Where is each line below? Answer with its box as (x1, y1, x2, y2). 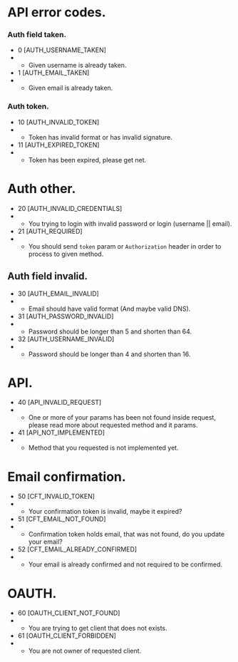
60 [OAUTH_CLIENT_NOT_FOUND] (17, 609, 120, 617)
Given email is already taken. (28, 83, 113, 93)
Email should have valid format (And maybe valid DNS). (28, 304, 191, 313)
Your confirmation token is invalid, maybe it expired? (28, 507, 182, 516)
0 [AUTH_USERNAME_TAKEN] (17, 46, 107, 54)
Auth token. (7, 101, 49, 111)
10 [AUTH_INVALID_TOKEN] (17, 118, 100, 126)
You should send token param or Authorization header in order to (28, 242, 222, 250)
